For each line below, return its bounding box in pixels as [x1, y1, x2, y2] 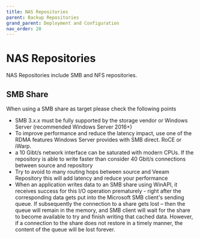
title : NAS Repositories [6, 8, 68, 15]
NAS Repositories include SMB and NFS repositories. [6, 72, 138, 79]
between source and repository [14, 162, 93, 169]
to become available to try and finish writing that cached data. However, [14, 213, 193, 220]
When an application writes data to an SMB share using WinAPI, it [14, 181, 178, 188]
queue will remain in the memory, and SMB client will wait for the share [14, 206, 190, 214]
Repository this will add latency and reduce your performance [14, 174, 168, 182]
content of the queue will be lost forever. [14, 226, 115, 233]
